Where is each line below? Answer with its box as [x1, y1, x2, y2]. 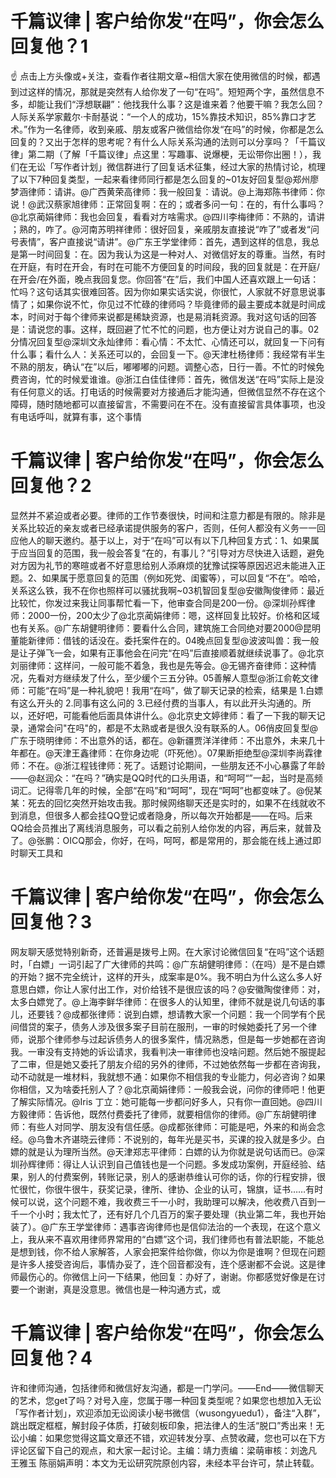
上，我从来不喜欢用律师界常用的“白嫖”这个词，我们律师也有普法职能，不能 [10, 1233, 317, 1245]
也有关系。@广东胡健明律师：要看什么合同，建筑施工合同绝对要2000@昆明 [10, 622, 322, 634]
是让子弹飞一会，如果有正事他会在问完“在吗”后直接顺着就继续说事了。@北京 [10, 647, 325, 659]
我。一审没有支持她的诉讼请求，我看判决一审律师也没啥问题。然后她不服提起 [10, 1045, 326, 1057]
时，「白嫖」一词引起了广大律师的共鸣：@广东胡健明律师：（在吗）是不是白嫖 [10, 958, 326, 970]
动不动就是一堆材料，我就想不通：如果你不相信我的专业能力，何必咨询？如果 [10, 1070, 326, 1082]
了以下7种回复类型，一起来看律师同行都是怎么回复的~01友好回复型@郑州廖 [10, 173, 320, 185]
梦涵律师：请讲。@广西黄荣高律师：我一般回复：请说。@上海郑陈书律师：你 [10, 185, 326, 197]
